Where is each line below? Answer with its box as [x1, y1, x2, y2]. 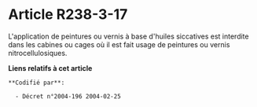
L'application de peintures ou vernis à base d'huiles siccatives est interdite [8, 31, 249, 41]
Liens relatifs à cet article [8, 63, 93, 72]
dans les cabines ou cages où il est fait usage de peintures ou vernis [8, 39, 230, 49]
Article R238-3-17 [8, 6, 128, 24]
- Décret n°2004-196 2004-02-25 [15, 92, 122, 100]
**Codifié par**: [8, 79, 65, 87]
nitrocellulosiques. [8, 48, 68, 57]
